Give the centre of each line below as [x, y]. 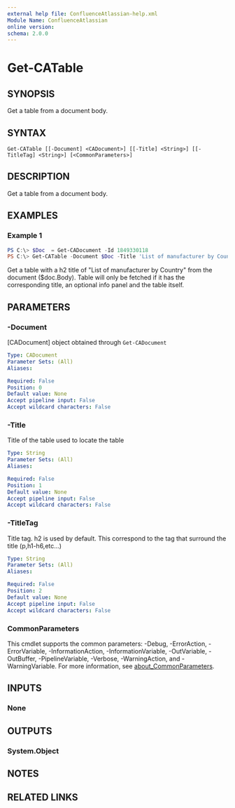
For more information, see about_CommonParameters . [136, 666]
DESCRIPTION [38, 177]
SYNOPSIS [31, 94]
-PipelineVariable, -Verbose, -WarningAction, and [109, 658]
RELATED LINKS [43, 797]
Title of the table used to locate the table [66, 440]
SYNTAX [27, 133]
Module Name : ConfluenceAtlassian [58, 20]
